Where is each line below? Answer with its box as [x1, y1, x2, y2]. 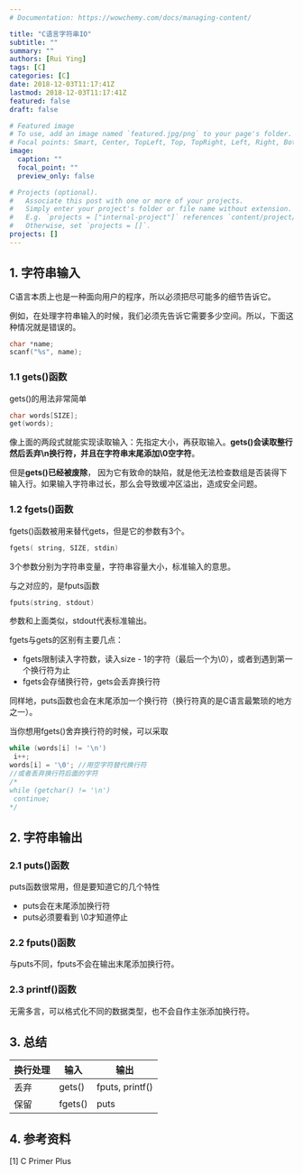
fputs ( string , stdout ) [9, 598, 95, 607]
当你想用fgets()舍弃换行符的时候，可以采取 [9, 726, 169, 737]
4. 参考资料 [9, 1131, 71, 1146]
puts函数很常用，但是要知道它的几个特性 [9, 881, 161, 893]
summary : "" [9, 46, 54, 55]
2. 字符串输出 [9, 830, 83, 845]
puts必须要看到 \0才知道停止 [22, 912, 129, 922]
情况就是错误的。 [16, 321, 81, 332]
